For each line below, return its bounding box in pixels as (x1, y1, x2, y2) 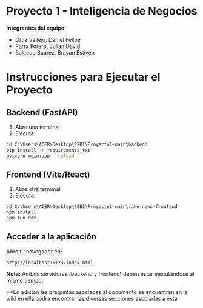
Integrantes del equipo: (6, 24, 67, 32)
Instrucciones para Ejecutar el (6, 70, 161, 84)
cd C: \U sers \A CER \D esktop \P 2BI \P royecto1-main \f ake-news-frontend (6, 204, 178, 210)
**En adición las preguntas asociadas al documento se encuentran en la (6, 288, 188, 295)
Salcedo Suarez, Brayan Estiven (15, 49, 95, 56)
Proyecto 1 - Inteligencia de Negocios (6, 4, 198, 18)
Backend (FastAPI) (6, 107, 78, 118)
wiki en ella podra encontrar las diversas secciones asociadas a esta (6, 295, 178, 302)
